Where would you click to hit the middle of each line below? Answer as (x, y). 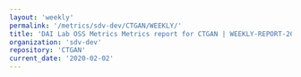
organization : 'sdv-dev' (56, 42)
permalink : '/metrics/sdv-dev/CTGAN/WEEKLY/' (95, 26)
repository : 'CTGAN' (48, 50)
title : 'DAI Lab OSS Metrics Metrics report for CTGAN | (118, 34)
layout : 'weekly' (42, 17)
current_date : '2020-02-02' (62, 58)
